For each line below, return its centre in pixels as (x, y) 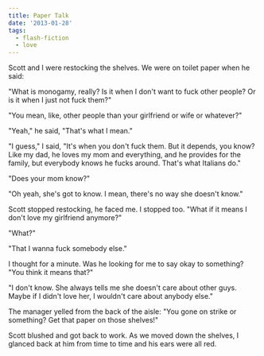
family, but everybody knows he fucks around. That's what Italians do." (124, 163)
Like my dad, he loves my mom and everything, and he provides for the (124, 155)
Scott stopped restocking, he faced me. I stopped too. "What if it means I (128, 209)
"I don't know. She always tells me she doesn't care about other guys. (122, 288)
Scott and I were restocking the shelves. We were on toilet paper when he (129, 68)
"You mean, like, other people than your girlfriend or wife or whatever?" (125, 115)
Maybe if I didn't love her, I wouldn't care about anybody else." (111, 296)
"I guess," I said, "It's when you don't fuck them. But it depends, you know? (132, 146)
